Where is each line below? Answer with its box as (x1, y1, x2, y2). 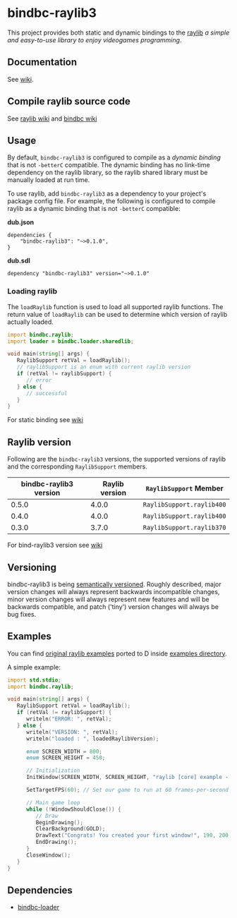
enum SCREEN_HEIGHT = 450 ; (25, 754, 106, 761)
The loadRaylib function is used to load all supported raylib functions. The (7, 302, 224, 311)
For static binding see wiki (7, 416, 83, 424)
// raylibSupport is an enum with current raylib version (16, 363, 191, 371)
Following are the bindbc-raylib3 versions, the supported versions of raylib (7, 455, 226, 464)
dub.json (7, 218, 34, 227)
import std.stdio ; (7, 676, 61, 684)
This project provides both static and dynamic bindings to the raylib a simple (7, 28, 230, 37)
